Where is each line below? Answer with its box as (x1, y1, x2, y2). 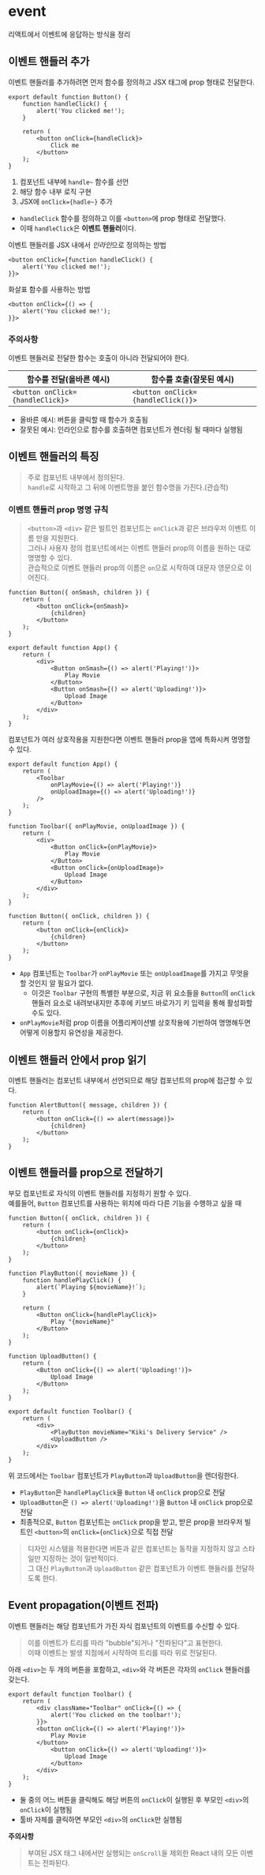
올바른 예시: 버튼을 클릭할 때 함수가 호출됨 (19, 415, 148, 425)
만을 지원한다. (35, 534, 79, 543)
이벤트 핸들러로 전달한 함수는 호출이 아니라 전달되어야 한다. (8, 354, 189, 363)
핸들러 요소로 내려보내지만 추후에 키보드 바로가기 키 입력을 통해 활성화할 (31, 998, 253, 1008)
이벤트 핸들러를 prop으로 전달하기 (8, 1166, 163, 1179)
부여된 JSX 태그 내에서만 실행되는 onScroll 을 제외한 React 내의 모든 (27, 1848, 239, 1858)
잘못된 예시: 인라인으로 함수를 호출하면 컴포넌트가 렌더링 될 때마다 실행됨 (19, 425, 243, 434)
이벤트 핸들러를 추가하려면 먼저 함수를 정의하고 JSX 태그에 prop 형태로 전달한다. (8, 77, 255, 87)
